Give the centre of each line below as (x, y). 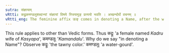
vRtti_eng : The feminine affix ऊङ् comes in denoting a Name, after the (82, 19)
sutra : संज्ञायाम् (19, 10)
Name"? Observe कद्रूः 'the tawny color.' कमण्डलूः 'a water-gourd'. (70, 44)
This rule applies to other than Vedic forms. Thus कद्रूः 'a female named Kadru (84, 33)
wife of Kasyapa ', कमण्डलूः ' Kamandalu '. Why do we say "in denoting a (76, 39)
